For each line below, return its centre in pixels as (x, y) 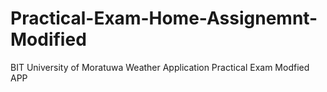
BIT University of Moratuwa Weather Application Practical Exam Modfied (160, 67)
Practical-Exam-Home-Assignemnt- (164, 18)
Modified (48, 39)
